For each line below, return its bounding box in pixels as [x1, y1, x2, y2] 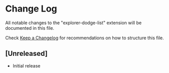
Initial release [12, 62, 40, 68]
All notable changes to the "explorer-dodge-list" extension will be [5, 20, 142, 26]
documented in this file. [5, 25, 55, 31]
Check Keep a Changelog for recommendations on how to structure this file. [5, 35, 164, 41]
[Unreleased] [5, 49, 48, 58]
